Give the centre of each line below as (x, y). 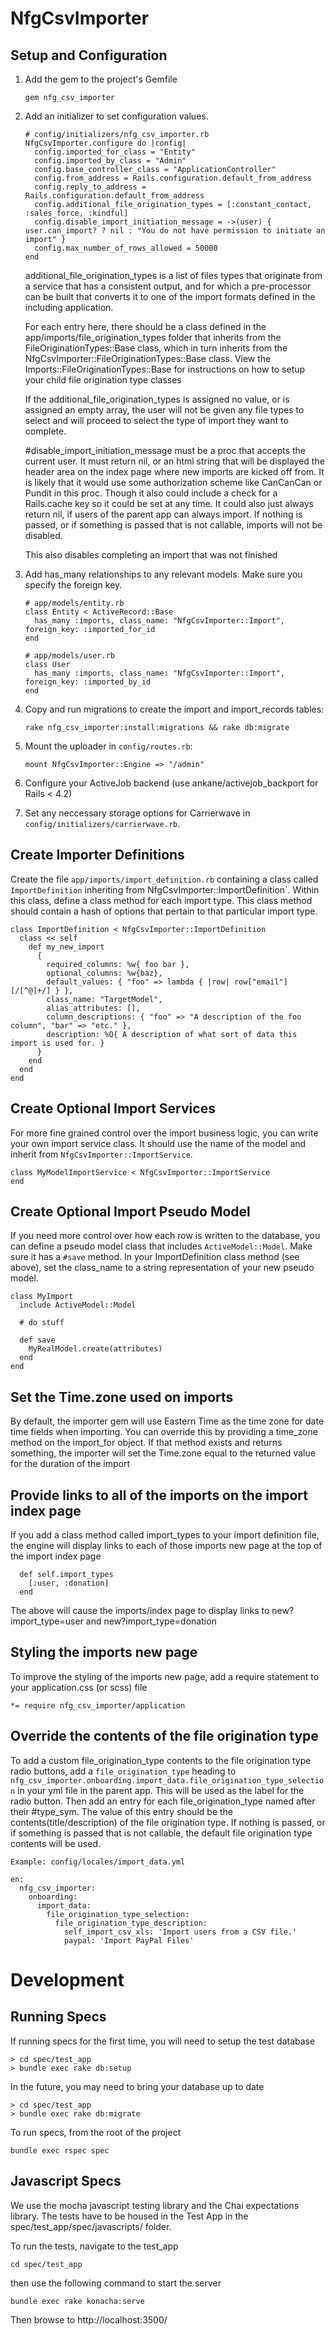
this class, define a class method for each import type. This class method (161, 900)
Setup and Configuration (89, 55)
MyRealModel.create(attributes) (95, 1349)
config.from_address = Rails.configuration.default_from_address (173, 178)
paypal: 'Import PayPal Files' (129, 1940)
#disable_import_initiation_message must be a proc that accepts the (165, 450)
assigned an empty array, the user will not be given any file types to (164, 410)
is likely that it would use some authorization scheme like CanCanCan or (173, 482)
